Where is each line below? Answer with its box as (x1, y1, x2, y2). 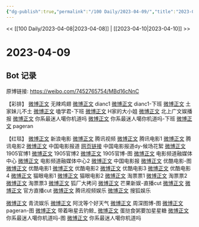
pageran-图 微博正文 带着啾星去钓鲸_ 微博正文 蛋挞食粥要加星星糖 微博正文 (6, 207, 190, 214)
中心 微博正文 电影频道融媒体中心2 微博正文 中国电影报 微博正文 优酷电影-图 (6, 157, 192, 164)
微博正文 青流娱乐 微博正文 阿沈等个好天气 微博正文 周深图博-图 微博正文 (6, 199, 184, 206)
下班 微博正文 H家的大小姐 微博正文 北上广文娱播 (73, 107, 192, 114)
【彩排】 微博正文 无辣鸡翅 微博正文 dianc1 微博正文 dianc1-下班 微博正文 (6, 100, 185, 107)
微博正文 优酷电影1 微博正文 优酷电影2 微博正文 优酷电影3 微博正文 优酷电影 (6, 164, 191, 172)
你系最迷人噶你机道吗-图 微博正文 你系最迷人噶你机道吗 (6, 214, 142, 221)
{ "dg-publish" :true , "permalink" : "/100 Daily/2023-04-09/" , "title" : (6, 8, 176, 15)
